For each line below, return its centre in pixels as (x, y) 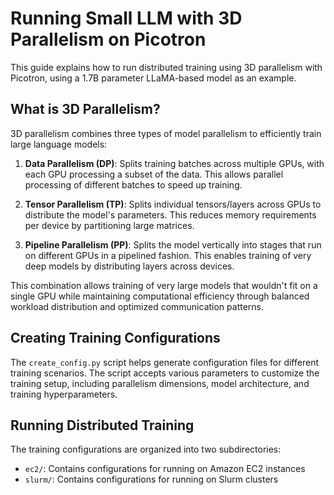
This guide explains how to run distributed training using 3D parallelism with (166, 67)
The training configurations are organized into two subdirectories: (146, 449)
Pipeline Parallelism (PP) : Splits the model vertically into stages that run (173, 244)
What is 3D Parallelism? (85, 109)
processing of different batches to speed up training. (133, 184)
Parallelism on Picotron (108, 39)
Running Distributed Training (102, 425)
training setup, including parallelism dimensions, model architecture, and (160, 383)
